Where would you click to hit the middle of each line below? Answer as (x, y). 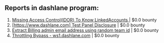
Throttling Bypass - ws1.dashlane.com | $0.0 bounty (66, 35)
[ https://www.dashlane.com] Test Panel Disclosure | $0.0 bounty (79, 25)
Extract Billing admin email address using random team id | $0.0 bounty (85, 30)
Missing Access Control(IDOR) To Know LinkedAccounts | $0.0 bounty (84, 20)
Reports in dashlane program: (52, 8)
